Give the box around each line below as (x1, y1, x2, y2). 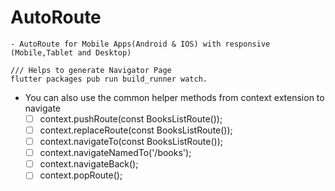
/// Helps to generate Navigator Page (10, 65, 172, 75)
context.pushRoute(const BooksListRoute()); (39, 112, 223, 125)
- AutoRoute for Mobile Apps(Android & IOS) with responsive (10, 39, 271, 49)
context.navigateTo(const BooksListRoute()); (39, 136, 223, 148)
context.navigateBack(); (39, 158, 139, 170)
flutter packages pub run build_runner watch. (10, 74, 208, 84)
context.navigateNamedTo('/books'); (39, 147, 192, 159)
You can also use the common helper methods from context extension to (24, 91, 325, 103)
